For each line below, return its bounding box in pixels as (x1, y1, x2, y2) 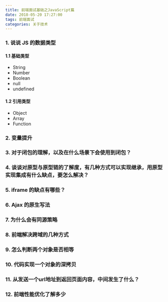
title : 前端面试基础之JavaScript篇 (5, 7, 75, 13)
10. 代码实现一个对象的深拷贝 (5, 261, 76, 268)
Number (12, 70, 30, 76)
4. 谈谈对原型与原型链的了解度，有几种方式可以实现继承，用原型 (5, 164, 163, 171)
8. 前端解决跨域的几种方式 (5, 231, 69, 239)
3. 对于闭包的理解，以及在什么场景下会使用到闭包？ (5, 149, 131, 156)
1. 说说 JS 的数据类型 (5, 39, 56, 46)
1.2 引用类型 (5, 98, 31, 104)
